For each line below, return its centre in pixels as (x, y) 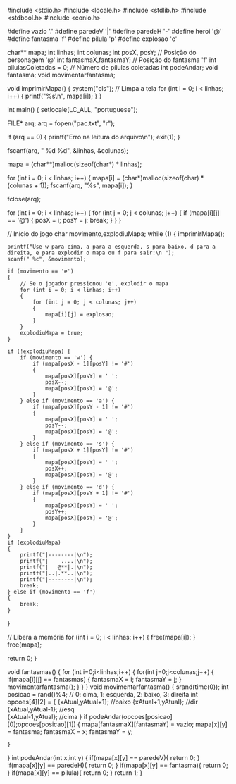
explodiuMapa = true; (51, 333)
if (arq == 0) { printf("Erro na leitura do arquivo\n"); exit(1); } (94, 137)
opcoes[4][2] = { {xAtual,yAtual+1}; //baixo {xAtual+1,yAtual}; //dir (103, 702)
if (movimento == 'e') (41, 271)
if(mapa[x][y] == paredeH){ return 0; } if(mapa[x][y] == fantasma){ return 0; (118, 765)
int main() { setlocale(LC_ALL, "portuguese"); (73, 110)
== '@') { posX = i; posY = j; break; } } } (64, 220)
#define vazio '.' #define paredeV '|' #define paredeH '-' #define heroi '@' (114, 31)
